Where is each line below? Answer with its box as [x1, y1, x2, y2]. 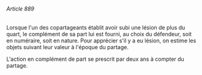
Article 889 [6, 5, 35, 12]
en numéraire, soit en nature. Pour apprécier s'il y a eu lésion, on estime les [6, 37, 196, 44]
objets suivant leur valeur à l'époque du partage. [6, 44, 129, 51]
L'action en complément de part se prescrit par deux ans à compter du [6, 55, 185, 63]
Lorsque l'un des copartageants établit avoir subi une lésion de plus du [6, 24, 185, 31]
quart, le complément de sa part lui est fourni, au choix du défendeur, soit [6, 31, 192, 38]
